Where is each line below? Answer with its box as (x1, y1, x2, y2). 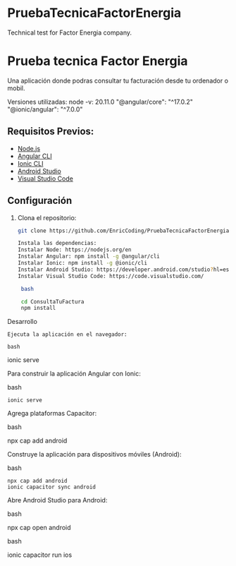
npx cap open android (7, 524, 72, 532)
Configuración (7, 195, 73, 207)
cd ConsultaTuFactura (20, 298, 85, 305)
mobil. (7, 83, 26, 92)
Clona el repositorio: (17, 213, 77, 222)
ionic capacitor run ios (7, 550, 73, 559)
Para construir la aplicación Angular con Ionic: (7, 369, 141, 378)
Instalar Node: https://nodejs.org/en (17, 246, 132, 253)
